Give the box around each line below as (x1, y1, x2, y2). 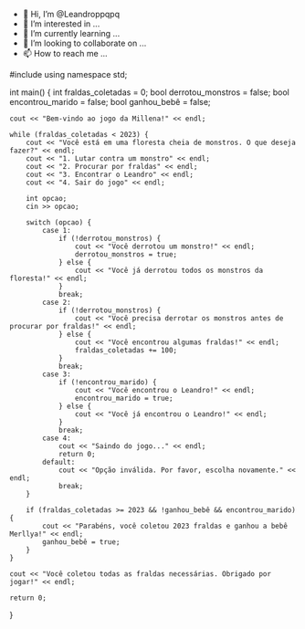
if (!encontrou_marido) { (58, 378, 157, 387)
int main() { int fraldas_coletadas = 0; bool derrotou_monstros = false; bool (9, 87, 289, 98)
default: (42, 457, 76, 467)
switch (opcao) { (26, 218, 92, 227)
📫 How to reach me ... (22, 48, 108, 58)
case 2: (42, 298, 71, 307)
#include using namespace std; (9, 69, 128, 79)
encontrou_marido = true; (74, 393, 174, 403)
